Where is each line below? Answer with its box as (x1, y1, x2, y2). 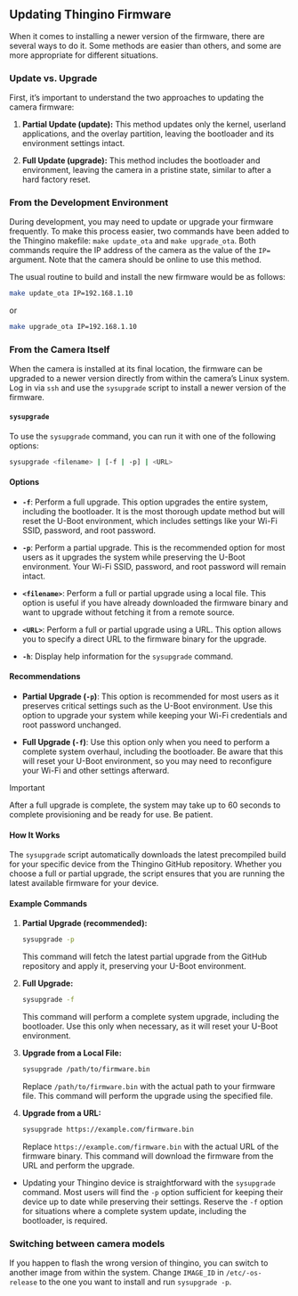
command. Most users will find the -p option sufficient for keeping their (21, 1186, 284, 1197)
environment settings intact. (21, 138, 125, 149)
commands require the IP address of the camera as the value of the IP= (9, 245, 271, 256)
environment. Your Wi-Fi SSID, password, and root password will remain (21, 561, 286, 571)
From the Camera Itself (9, 343, 110, 356)
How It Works (9, 829, 60, 841)
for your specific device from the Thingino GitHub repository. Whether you (9, 859, 282, 870)
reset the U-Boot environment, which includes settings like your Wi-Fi (21, 515, 278, 526)
